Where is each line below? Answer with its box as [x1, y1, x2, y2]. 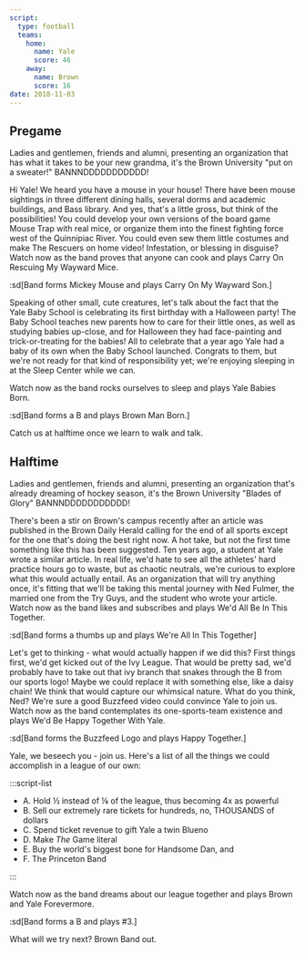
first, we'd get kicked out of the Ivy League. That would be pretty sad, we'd [9, 657, 291, 668]
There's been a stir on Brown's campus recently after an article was [9, 516, 264, 527]
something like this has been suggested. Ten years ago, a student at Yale [9, 544, 284, 556]
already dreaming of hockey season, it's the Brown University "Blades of [9, 488, 282, 499]
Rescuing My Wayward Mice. [9, 261, 119, 273]
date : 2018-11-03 [9, 89, 76, 98]
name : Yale [33, 47, 76, 56]
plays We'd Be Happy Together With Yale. [9, 715, 166, 726]
